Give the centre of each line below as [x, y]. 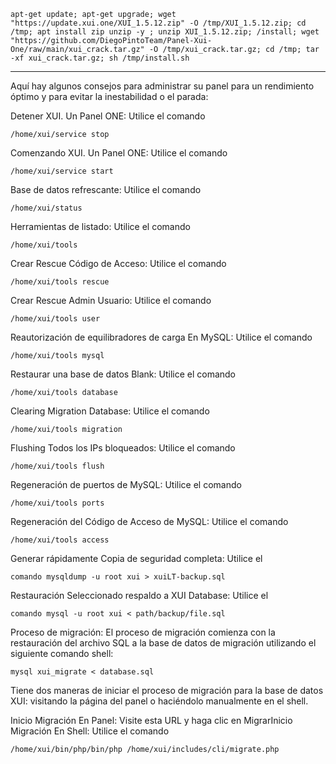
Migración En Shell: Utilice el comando [90, 731]
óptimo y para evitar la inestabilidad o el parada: [109, 96]
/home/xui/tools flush [57, 466]
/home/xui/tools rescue [60, 282]
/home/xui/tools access [60, 540]
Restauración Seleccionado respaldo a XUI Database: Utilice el [139, 595]
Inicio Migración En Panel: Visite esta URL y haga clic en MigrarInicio [151, 720]
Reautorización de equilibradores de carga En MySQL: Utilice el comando [161, 337]
